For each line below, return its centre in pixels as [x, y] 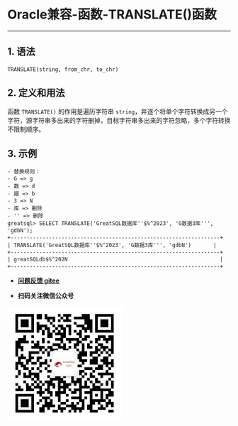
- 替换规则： [24, 172]
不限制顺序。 [26, 129]
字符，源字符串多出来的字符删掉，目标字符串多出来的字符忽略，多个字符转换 [119, 120]
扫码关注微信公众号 [46, 296]
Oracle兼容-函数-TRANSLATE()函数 [112, 15]
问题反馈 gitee [39, 280]
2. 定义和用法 [36, 93]
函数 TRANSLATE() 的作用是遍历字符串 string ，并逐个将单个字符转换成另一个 [118, 111]
